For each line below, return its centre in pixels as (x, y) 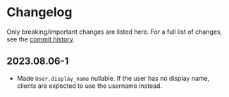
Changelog (39, 12)
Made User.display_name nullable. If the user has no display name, (113, 78)
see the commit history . (41, 39)
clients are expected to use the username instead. (89, 86)
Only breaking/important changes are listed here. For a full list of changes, (114, 32)
